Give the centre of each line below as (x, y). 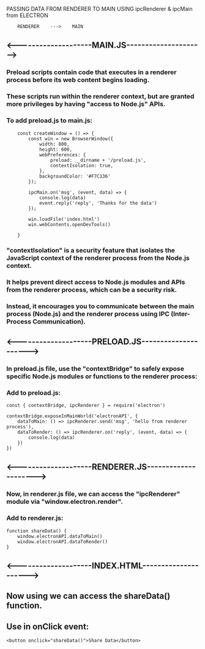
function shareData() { (37, 531)
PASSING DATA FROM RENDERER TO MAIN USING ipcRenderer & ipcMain (99, 9)
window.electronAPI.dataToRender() (63, 542)
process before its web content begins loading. (78, 80)
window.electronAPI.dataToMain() (60, 536)
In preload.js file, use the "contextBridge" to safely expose (95, 368)
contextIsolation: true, (82, 165)
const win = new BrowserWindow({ (71, 139)
